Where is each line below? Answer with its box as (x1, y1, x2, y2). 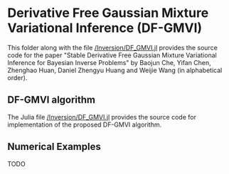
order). (7, 73, 28, 82)
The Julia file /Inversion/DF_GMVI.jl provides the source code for (7, 112, 197, 121)
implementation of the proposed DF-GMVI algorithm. (7, 120, 162, 129)
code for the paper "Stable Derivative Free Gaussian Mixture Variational (7, 51, 217, 59)
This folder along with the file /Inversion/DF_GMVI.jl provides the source (7, 43, 218, 52)
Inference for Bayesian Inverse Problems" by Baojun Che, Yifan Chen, (7, 58, 211, 66)
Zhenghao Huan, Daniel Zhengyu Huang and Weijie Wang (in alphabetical (7, 66, 223, 74)
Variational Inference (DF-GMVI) (7, 20, 203, 36)
